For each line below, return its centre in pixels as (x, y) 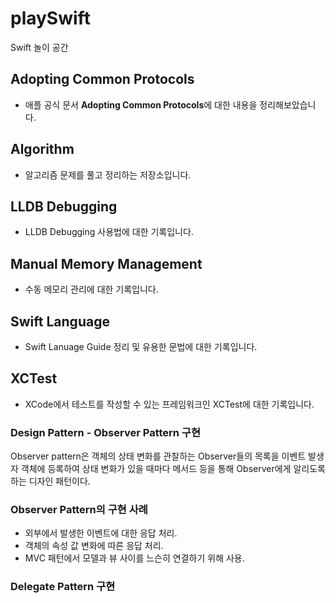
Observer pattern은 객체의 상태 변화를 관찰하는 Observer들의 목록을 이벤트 (158, 456)
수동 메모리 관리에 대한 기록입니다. (91, 289)
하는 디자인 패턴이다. (50, 481)
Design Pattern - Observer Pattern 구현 (105, 432)
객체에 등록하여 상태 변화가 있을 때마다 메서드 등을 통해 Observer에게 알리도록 (173, 469)
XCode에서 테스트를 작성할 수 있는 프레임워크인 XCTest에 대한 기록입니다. (169, 404)
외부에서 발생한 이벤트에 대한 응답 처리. (101, 533)
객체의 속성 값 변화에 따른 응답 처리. (94, 546)
